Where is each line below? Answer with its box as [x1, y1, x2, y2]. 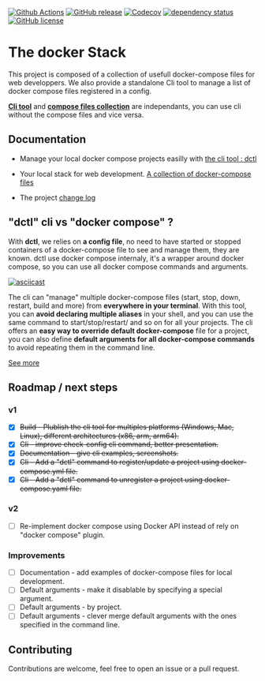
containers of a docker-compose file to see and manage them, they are [8, 245, 240, 254]
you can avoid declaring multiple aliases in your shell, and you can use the [8, 309, 254, 319]
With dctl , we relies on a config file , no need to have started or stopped [8, 237, 241, 246]
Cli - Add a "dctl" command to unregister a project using [19, 474, 203, 485]
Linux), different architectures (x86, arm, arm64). [19, 431, 180, 441]
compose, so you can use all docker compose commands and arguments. [8, 261, 248, 271]
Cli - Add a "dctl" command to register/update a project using [19, 458, 219, 467]
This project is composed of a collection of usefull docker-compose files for [8, 69, 255, 79]
